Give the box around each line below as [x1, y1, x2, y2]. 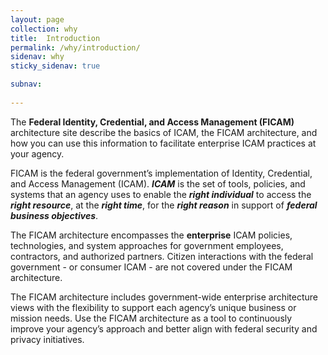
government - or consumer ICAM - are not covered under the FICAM [10, 261, 293, 273]
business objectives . [10, 209, 99, 221]
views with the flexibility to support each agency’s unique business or [10, 301, 297, 313]
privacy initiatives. [10, 333, 85, 345]
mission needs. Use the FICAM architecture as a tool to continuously [10, 312, 293, 324]
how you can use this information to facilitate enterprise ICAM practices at [10, 137, 317, 149]
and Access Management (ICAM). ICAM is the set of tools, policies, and [10, 177, 306, 190]
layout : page [10, 14, 65, 25]
